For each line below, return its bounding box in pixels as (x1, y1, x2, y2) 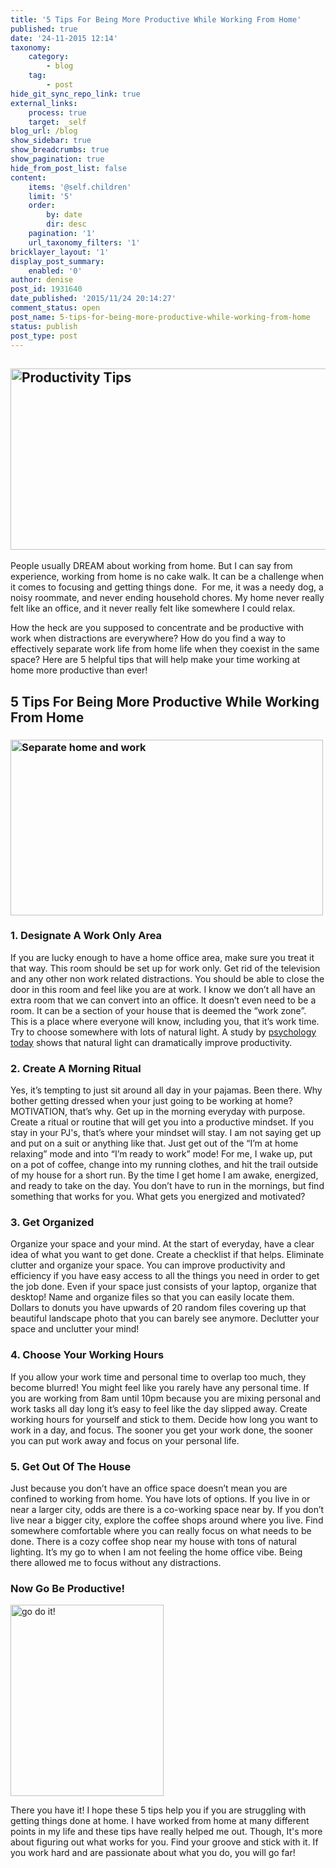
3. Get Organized (10, 1216, 95, 1230)
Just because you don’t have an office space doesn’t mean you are (10, 1482, 288, 1494)
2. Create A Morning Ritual (10, 1061, 142, 1075)
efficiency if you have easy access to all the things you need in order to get (10, 1270, 320, 1282)
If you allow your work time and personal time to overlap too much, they (10, 1371, 307, 1383)
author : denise (10, 275, 74, 285)
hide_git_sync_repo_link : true (10, 89, 141, 99)
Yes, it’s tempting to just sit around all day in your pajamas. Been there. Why (10, 1084, 323, 1096)
